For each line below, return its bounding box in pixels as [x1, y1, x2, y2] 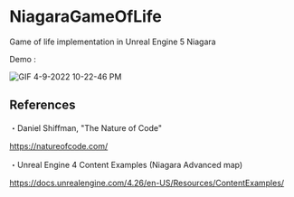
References [9, 98, 76, 113]
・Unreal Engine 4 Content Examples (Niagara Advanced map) [9, 159, 243, 170]
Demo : [9, 53, 36, 64]
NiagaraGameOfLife [9, 6, 163, 27]
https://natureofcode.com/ [9, 140, 109, 151]
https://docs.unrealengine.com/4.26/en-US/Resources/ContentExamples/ [9, 177, 285, 188]
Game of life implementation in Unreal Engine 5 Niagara [9, 36, 216, 47]
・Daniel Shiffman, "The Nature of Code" [9, 122, 163, 133]
